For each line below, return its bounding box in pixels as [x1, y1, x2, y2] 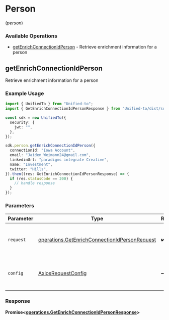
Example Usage [5, 89, 44, 97]
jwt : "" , [14, 124, 33, 129]
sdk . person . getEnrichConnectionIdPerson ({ [5, 143, 96, 148]
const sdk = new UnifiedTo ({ [5, 115, 66, 120]
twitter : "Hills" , [10, 166, 49, 172]
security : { [10, 120, 35, 125]
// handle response [14, 180, 55, 186]
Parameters [5, 202, 34, 209]
